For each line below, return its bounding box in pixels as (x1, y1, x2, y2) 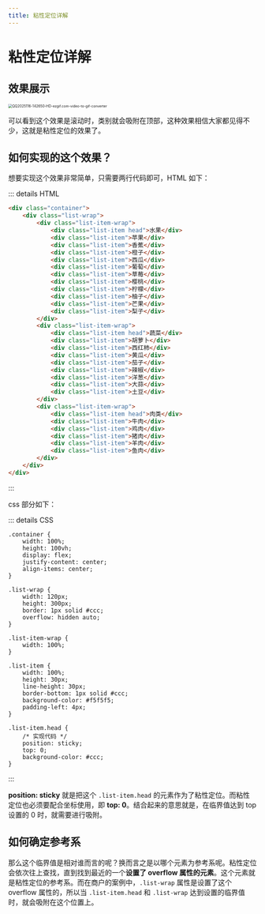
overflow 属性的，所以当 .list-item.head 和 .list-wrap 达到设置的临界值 (8, 887, 246, 897)
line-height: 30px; (22, 683, 87, 690)
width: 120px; (22, 592, 69, 600)
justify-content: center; (22, 558, 108, 566)
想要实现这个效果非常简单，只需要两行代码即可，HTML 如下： (8, 173, 210, 182)
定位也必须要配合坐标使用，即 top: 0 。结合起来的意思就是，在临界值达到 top (8, 799, 257, 810)
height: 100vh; (22, 544, 73, 552)
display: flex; (22, 551, 73, 559)
